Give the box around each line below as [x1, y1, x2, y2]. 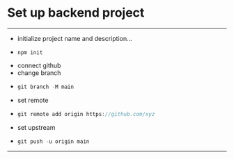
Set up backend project [7, 5, 145, 21]
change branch [17, 68, 61, 77]
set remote [17, 96, 49, 104]
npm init [17, 49, 43, 56]
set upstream [17, 123, 56, 131]
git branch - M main [17, 83, 75, 90]
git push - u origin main [17, 137, 90, 145]
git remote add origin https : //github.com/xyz [17, 110, 155, 117]
